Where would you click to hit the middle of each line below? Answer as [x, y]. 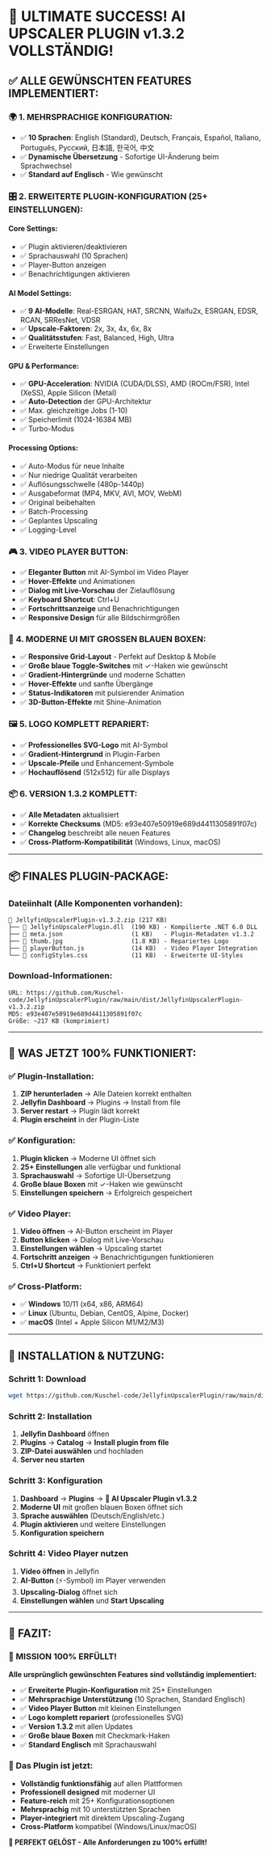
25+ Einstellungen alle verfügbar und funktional [100, 1167]
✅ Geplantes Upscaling [59, 520]
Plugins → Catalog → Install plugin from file [94, 1443]
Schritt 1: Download [47, 1379]
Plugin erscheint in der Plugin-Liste [79, 1120]
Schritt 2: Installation [50, 1416]
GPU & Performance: [44, 366]
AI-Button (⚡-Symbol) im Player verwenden [93, 1580]
